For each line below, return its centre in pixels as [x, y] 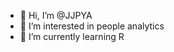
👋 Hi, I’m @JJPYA [56, 15]
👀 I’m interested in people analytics [92, 26]
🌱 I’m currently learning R [72, 36]
